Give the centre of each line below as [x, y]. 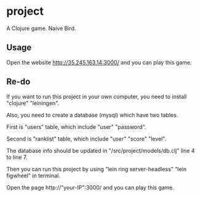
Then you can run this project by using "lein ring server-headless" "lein [97, 169]
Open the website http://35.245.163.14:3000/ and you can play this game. [99, 62]
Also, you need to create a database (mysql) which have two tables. [92, 115]
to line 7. [17, 157]
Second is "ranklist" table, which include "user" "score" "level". [86, 139]
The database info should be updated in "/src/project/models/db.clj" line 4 [101, 150]
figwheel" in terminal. [33, 176]
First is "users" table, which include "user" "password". [76, 126]
